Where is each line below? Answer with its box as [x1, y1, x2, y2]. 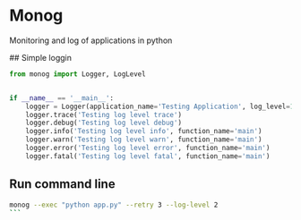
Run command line [9, 176, 116, 192]
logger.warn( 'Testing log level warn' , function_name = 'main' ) [25, 135, 262, 144]
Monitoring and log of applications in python [9, 35, 173, 46]
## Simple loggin [9, 52, 72, 63]
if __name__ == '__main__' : [9, 93, 115, 103]
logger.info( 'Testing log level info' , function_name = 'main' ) [25, 127, 262, 136]
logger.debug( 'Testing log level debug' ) [25, 118, 182, 128]
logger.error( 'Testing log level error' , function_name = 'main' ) [25, 144, 271, 153]
